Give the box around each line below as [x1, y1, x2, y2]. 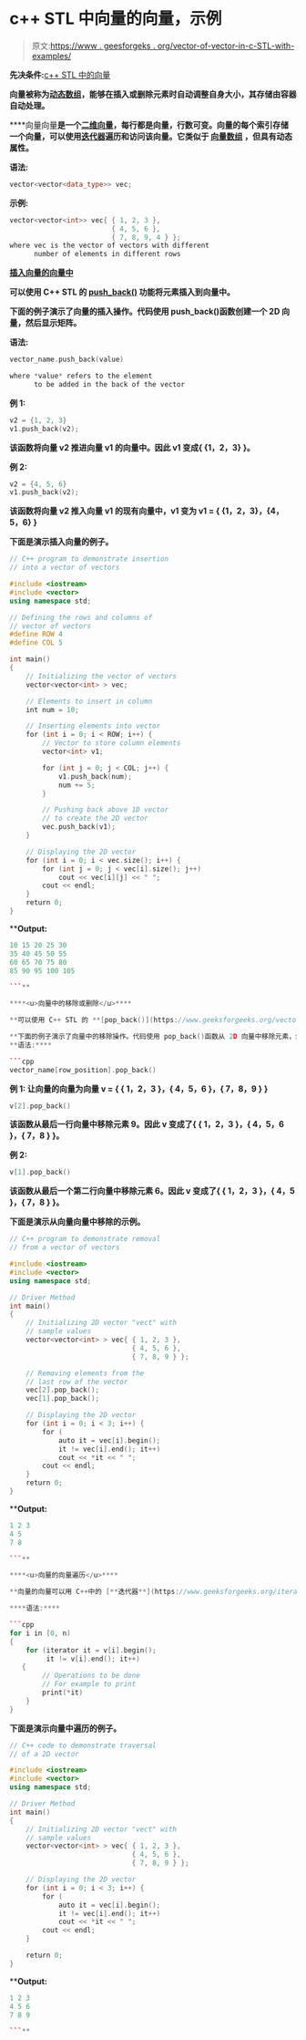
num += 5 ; [57, 781, 96, 790]
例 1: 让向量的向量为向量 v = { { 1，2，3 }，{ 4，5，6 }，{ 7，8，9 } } [9, 1082, 269, 1094]
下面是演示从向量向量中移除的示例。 [9, 1217, 146, 1227]
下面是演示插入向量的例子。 [9, 536, 114, 547]
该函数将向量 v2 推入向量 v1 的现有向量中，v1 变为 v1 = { [9, 505, 220, 516]
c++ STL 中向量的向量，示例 [9, 8, 222, 29]
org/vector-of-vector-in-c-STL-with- [157, 40, 295, 51]
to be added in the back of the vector [33, 379, 185, 388]
